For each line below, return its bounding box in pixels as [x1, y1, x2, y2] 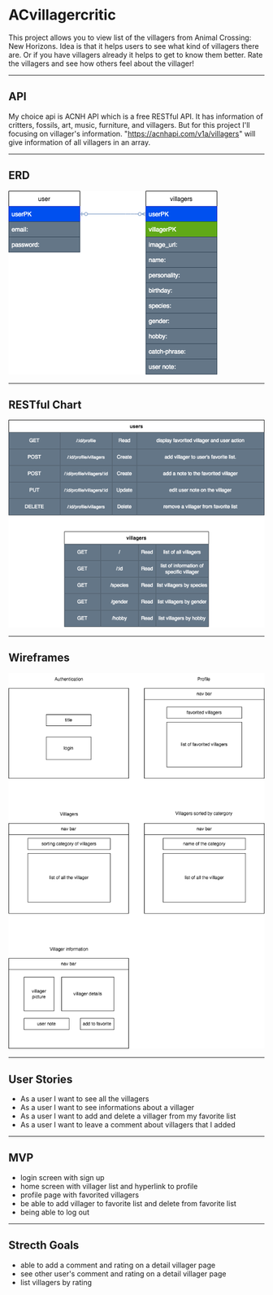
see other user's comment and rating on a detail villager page [19, 1268, 227, 1279]
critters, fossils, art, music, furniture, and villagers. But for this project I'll [8, 120, 250, 129]
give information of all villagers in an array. [8, 137, 151, 147]
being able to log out [19, 1207, 89, 1217]
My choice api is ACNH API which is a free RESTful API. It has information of [8, 112, 264, 121]
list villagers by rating [19, 1277, 92, 1287]
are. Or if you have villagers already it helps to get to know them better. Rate [8, 50, 263, 59]
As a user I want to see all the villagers [19, 1094, 149, 1104]
